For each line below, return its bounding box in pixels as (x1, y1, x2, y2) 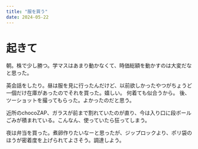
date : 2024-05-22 (6, 14, 49, 20)
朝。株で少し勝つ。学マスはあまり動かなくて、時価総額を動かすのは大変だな (6, 62, 192, 69)
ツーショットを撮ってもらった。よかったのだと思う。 (6, 97, 135, 104)
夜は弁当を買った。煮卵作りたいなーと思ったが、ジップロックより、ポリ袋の (6, 129, 192, 137)
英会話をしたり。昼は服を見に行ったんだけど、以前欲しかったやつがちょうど (6, 82, 193, 89)
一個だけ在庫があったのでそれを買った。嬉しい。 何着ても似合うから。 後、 (6, 89, 190, 96)
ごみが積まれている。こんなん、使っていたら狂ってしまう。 (6, 116, 151, 124)
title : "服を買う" (6, 8, 48, 15)
